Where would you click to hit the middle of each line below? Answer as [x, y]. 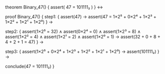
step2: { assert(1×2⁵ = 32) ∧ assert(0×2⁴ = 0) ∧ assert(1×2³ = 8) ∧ [73, 31]
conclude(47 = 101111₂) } [30, 66]
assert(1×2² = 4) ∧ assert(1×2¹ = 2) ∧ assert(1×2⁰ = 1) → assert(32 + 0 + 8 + [83, 37]
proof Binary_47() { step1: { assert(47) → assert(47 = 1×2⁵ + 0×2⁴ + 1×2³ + [81, 17]
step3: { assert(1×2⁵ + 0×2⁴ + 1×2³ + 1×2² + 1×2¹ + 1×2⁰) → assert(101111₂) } [82, 52]
